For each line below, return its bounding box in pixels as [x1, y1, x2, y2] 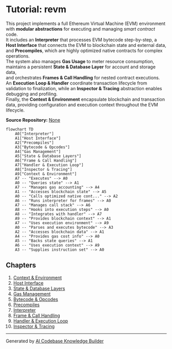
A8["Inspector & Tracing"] [15, 167, 72, 172]
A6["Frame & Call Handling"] [15, 158, 77, 163]
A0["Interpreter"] [15, 131, 54, 136]
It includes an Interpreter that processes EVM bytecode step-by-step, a [6, 37, 157, 43]
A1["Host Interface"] [15, 136, 61, 141]
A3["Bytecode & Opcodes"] [15, 144, 70, 150]
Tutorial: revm [6, 4, 67, 15]
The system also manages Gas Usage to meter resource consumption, [6, 58, 155, 64]
